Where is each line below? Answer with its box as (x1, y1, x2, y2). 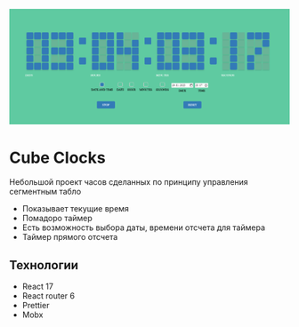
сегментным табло (9, 187, 82, 197)
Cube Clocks (9, 148, 106, 168)
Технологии (9, 258, 78, 273)
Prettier (21, 300, 50, 311)
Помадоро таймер (21, 213, 93, 224)
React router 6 (21, 291, 76, 301)
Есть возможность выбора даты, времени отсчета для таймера (21, 222, 265, 233)
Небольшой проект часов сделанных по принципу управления (9, 177, 249, 187)
